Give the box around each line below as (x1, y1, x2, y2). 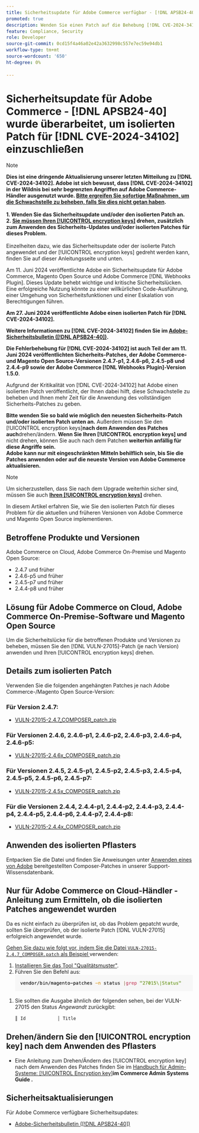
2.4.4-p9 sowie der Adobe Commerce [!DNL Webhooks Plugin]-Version (6, 364, 187, 371)
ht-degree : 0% (6, 59, 41, 65)
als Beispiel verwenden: (60, 950, 119, 957)
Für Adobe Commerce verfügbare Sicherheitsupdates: (6, 1109, 139, 1116)
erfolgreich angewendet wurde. (6, 932, 83, 939)
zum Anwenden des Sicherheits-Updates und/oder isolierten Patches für (6, 224, 190, 231)
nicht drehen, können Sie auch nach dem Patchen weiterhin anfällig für (6, 437, 182, 444)
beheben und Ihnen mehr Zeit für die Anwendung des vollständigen (6, 394, 171, 401)
